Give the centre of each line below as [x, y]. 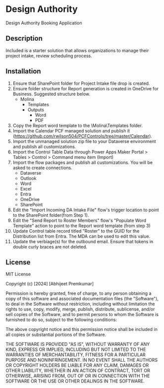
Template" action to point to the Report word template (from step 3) [82, 226]
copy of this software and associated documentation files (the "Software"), [82, 299]
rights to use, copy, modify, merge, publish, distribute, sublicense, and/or [80, 309]
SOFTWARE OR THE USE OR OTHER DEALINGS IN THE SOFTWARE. [75, 381]
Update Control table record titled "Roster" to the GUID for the [76, 231]
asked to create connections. [42, 168]
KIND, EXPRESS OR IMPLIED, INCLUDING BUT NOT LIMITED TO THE [76, 350]
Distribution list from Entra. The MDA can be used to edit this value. [82, 236]
